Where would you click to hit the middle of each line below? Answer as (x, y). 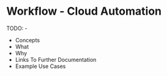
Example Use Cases (40, 66)
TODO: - (17, 28)
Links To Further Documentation (56, 59)
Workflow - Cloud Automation (84, 11)
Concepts (28, 40)
